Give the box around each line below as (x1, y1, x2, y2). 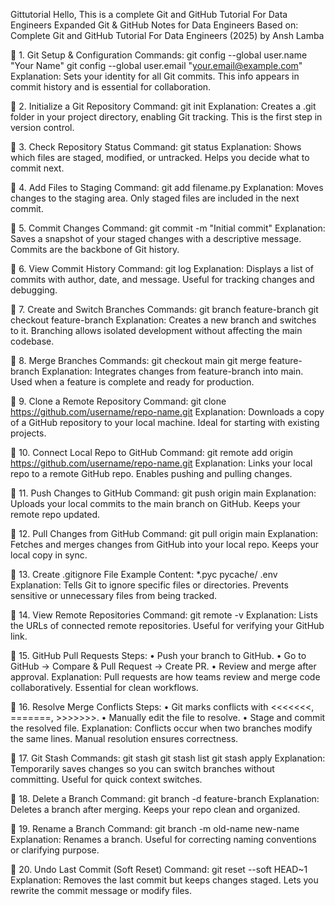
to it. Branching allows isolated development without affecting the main (10, 325, 303, 336)
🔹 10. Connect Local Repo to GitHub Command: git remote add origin (10, 447, 294, 458)
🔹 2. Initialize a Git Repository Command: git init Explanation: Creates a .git (10, 100, 317, 112)
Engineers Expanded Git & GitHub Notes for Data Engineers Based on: (10, 19, 299, 31)
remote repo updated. (10, 509, 101, 520)
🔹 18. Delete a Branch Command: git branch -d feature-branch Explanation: (10, 793, 320, 804)
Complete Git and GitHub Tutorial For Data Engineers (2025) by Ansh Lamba (10, 30, 325, 41)
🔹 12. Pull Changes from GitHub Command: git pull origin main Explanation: (10, 528, 319, 539)
